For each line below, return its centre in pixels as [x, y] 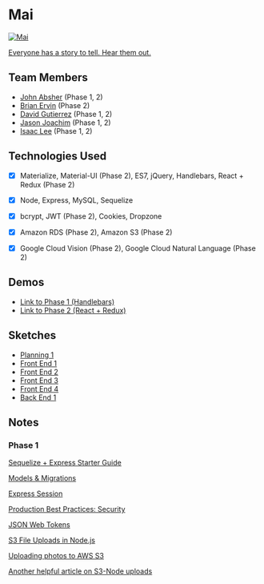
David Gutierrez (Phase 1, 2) [66, 114]
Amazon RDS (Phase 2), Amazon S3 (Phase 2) [96, 232]
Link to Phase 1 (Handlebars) [67, 301]
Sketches [32, 335]
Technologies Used [57, 157]
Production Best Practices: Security [67, 509]
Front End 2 [39, 372]
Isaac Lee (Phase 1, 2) [56, 131]
